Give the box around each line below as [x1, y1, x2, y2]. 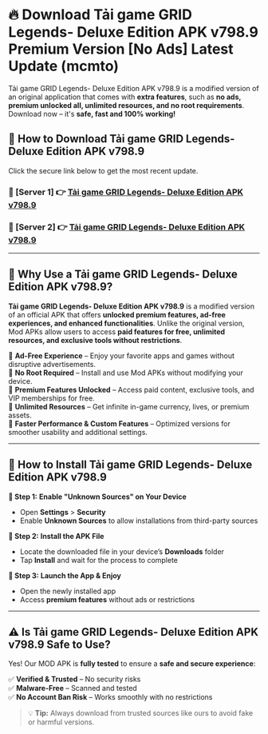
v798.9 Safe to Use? [8, 637, 111, 651]
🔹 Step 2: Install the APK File [8, 531, 104, 541]
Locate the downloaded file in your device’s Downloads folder [19, 546, 225, 556]
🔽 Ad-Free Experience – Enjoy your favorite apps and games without [8, 350, 235, 361]
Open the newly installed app [19, 586, 116, 596]
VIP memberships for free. [8, 393, 95, 403]
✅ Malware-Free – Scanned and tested [8, 684, 137, 693]
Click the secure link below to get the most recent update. [8, 166, 199, 175]
